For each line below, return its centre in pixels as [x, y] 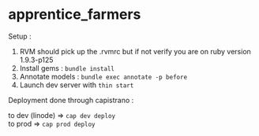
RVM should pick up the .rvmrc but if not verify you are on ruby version [135, 51]
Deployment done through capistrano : [71, 100]
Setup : [20, 36]
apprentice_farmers [75, 15]
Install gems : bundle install [67, 68]
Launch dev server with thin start [77, 85]
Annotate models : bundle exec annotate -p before [103, 76]
